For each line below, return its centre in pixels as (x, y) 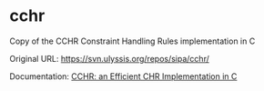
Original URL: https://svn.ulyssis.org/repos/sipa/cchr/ (109, 58)
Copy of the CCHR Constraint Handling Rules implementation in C (132, 41)
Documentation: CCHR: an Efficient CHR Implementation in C (123, 76)
